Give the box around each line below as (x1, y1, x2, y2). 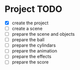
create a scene (11, 26, 43, 31)
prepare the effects (11, 54, 52, 60)
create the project (11, 20, 49, 26)
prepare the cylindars (11, 42, 56, 48)
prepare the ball (11, 37, 45, 43)
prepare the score (11, 59, 49, 65)
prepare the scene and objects (11, 31, 75, 37)
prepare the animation (11, 48, 58, 54)
